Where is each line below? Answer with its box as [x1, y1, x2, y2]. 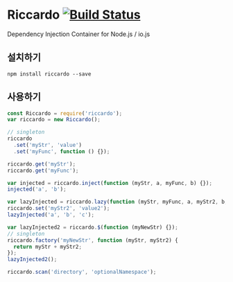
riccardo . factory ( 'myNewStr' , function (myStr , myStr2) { [7, 236, 178, 244]
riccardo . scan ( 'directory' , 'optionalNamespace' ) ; [7, 269, 157, 276]
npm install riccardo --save [7, 70, 92, 78]
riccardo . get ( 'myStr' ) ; [7, 160, 76, 168]
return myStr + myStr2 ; [13, 243, 82, 250]
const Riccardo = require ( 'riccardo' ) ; [7, 109, 123, 117]
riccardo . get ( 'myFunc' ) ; [7, 167, 79, 174]
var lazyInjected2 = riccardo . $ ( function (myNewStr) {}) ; [7, 224, 178, 231]
